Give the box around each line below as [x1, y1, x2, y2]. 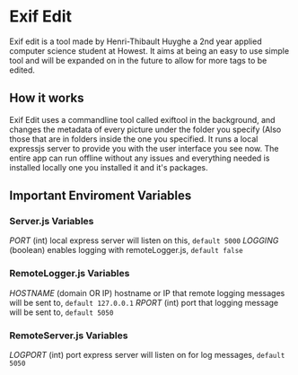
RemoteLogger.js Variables [9, 267, 130, 280]
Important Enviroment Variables [9, 188, 192, 204]
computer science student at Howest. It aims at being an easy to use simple [9, 45, 290, 56]
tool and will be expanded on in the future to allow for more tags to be [9, 55, 267, 65]
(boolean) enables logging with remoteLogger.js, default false [9, 245, 244, 256]
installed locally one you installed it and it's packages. [9, 161, 208, 172]
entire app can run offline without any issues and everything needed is [9, 153, 270, 163]
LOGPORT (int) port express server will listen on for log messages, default [9, 350, 285, 361]
